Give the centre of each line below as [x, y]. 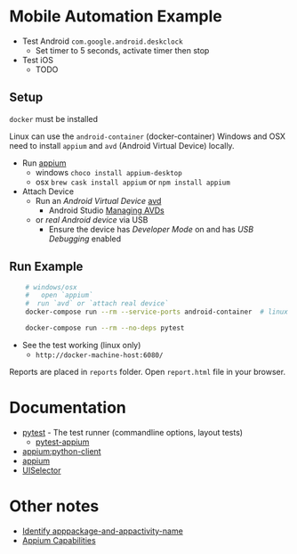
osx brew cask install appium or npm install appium [133, 182]
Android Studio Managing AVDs [106, 210]
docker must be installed [54, 118]
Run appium [44, 163]
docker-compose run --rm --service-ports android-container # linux [157, 312]
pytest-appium [62, 442]
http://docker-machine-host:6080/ [99, 355]
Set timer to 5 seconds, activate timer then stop [122, 50]
